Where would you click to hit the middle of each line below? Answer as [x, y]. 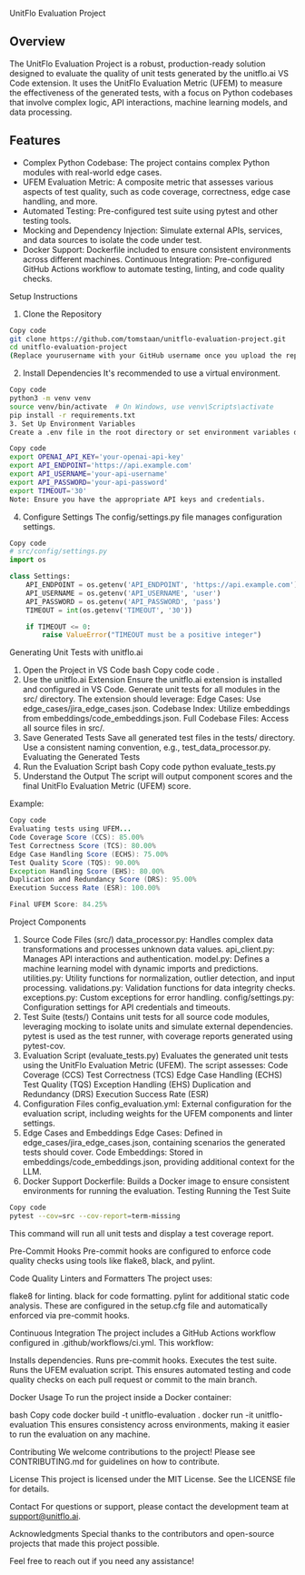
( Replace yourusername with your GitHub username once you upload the [146, 356]
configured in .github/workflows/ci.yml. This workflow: [112, 1342]
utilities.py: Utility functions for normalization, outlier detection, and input [158, 978]
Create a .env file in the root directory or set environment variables [150, 432]
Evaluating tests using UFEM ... [70, 829]
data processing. [41, 112]
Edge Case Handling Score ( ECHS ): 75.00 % [89, 854]
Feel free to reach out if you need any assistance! [102, 1560]
